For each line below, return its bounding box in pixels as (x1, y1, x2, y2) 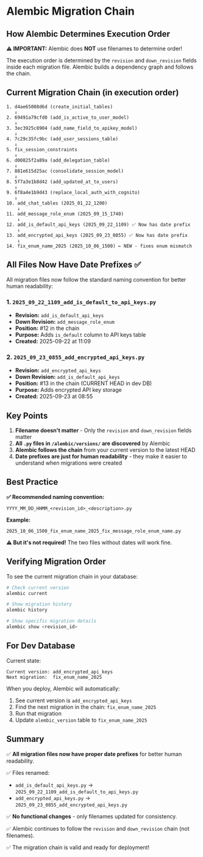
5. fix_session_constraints (6, 146, 78, 152)
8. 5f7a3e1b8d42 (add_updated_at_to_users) (6, 179, 119, 185)
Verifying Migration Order (6, 556, 107, 567)
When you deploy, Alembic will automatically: (6, 684, 120, 692)
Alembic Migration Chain (6, 4, 135, 18)
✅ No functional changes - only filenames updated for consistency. (6, 812, 177, 820)
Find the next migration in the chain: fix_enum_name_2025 (15, 703, 157, 711)
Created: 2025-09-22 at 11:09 (15, 337, 91, 345)
